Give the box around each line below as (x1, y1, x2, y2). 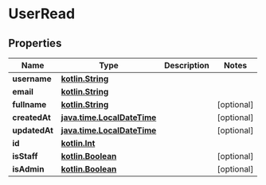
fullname (12, 99, 47, 110)
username (12, 73, 52, 84)
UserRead (8, 5, 76, 23)
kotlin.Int (61, 138, 96, 148)
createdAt (12, 112, 52, 123)
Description (164, 60, 209, 71)
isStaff (12, 151, 38, 161)
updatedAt (12, 125, 54, 136)
